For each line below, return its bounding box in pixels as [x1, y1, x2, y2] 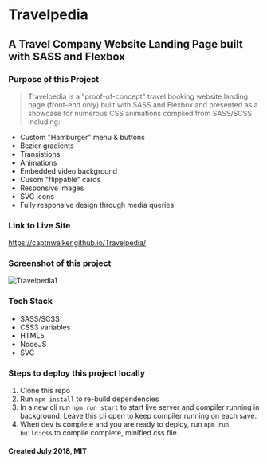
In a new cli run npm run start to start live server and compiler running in [19, 403, 260, 412]
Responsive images [19, 183, 84, 193]
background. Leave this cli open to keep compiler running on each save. [19, 411, 257, 421]
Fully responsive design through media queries [19, 200, 175, 209]
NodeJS [19, 339, 47, 349]
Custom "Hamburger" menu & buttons [19, 132, 145, 142]
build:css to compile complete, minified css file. [19, 428, 179, 438]
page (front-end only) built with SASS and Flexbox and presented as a [27, 99, 258, 109]
